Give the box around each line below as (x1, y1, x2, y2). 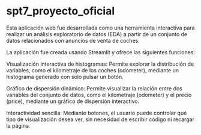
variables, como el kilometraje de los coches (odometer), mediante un (6, 66, 179, 74)
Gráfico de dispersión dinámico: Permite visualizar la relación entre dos (6, 84, 183, 92)
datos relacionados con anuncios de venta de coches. (6, 37, 140, 44)
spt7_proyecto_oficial (6, 4, 115, 18)
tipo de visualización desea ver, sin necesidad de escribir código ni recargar (6, 116, 195, 123)
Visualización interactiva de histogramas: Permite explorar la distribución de (6, 60, 194, 67)
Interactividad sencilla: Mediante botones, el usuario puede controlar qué (6, 109, 187, 116)
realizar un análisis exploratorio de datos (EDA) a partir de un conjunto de (6, 30, 188, 37)
